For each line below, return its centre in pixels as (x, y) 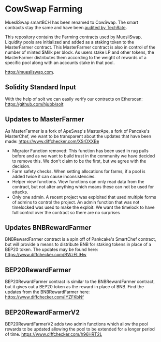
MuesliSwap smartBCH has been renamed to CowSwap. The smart (72, 22)
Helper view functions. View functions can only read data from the (78, 181)
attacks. (20, 192)
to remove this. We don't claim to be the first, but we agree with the (79, 161)
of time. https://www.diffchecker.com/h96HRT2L (54, 334)
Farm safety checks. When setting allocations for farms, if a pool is (79, 171)
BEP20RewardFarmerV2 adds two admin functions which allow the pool (77, 324)
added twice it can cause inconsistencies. (54, 176)
